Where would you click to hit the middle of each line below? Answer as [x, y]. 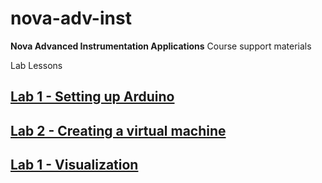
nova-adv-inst [71, 18]
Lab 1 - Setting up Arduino [92, 97]
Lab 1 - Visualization [74, 165]
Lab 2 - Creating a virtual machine [118, 130]
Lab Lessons [36, 65]
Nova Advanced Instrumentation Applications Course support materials [161, 46]
